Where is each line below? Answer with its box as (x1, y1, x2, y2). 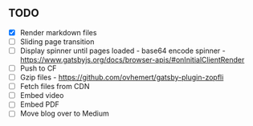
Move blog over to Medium (19, 108, 110, 119)
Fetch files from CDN (19, 82, 90, 91)
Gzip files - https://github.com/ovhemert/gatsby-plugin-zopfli (19, 72, 224, 83)
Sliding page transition (19, 36, 95, 47)
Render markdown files (19, 27, 97, 37)
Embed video (19, 91, 64, 100)
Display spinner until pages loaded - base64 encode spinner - (19, 46, 226, 55)
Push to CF (19, 63, 57, 73)
